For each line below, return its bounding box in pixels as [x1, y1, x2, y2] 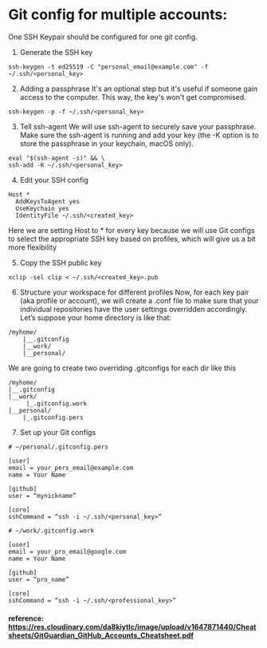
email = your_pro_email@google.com [8, 547, 127, 555]
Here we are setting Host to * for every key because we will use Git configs [8, 225, 255, 235]
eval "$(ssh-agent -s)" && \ [8, 154, 105, 162]
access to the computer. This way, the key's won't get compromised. [19, 92, 247, 101]
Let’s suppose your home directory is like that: [19, 313, 172, 322]
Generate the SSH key [19, 47, 93, 57]
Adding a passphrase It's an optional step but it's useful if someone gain [19, 84, 257, 93]
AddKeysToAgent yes [15, 197, 80, 205]
